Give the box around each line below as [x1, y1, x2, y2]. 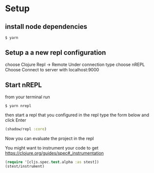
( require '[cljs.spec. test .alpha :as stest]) [5, 159, 99, 164]
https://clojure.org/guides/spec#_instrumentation [5, 150, 104, 156]
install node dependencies [5, 22, 88, 31]
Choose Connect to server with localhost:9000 [5, 66, 99, 72]
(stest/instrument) [5, 164, 45, 169]
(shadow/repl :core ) [5, 127, 47, 131]
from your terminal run [5, 94, 50, 100]
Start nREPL [5, 81, 42, 89]
